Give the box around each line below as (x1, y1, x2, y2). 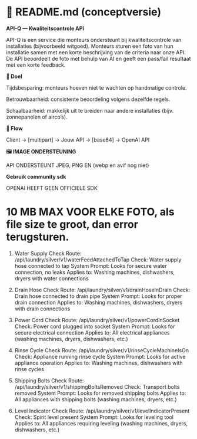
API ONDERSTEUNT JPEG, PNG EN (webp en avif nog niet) (6, 162, 149, 169)
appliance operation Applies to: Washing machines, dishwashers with (14, 359, 183, 366)
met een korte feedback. (6, 61, 66, 68)
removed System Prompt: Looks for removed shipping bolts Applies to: (14, 389, 186, 397)
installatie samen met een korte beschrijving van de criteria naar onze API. (6, 48, 186, 55)
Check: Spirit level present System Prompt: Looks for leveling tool (14, 413, 173, 421)
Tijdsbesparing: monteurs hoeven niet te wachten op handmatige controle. (6, 84, 187, 91)
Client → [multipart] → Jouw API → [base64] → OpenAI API (6, 136, 150, 143)
